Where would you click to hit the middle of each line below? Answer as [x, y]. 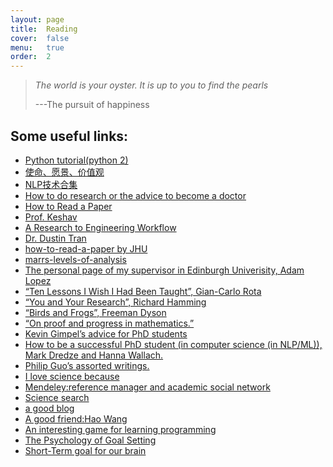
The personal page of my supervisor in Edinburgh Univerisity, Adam [164, 270]
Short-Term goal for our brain [85, 450]
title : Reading [44, 29]
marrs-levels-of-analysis [75, 259]
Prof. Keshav [51, 217]
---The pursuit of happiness [92, 105]
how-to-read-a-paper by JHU [86, 248]
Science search [57, 397]
